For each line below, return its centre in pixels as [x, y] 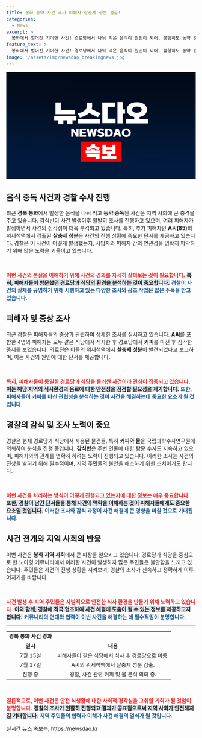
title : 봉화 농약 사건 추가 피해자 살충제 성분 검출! [64, 13]
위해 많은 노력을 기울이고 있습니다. [53, 251]
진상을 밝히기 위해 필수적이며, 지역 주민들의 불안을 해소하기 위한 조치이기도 [94, 463]
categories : [21, 19]
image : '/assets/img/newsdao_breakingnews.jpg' [67, 57]
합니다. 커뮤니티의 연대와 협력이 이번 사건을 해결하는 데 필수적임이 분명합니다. [96, 617]
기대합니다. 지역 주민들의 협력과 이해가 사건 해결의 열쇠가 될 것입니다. [93, 716]
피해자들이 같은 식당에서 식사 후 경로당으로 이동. [113, 655]
